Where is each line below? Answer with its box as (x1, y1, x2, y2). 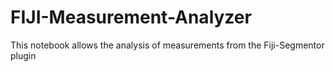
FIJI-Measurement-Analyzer (10, 6, 252, 29)
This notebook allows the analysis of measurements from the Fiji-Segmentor (10, 39, 325, 51)
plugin (10, 49, 37, 61)
